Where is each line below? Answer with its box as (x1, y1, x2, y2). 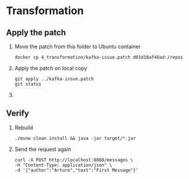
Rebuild (14, 124, 33, 131)
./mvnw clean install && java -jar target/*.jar (14, 135, 136, 141)
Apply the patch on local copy (14, 65, 87, 72)
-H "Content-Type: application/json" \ (14, 162, 113, 168)
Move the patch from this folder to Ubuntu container (14, 43, 141, 50)
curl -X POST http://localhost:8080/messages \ (14, 157, 133, 163)
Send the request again (14, 146, 72, 153)
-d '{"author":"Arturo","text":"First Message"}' (14, 167, 139, 173)
